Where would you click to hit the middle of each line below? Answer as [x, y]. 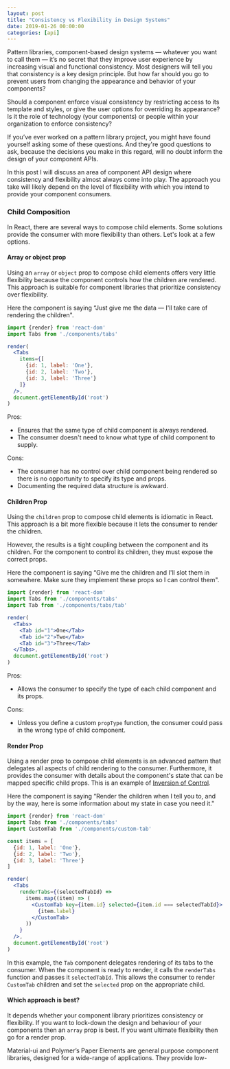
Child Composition [39, 212]
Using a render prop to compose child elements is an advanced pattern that [114, 761]
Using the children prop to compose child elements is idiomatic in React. [110, 517]
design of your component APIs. [53, 159]
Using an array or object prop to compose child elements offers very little [112, 273]
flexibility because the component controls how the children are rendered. [112, 279]
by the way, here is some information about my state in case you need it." [111, 803]
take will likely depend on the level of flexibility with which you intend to [108, 187]
